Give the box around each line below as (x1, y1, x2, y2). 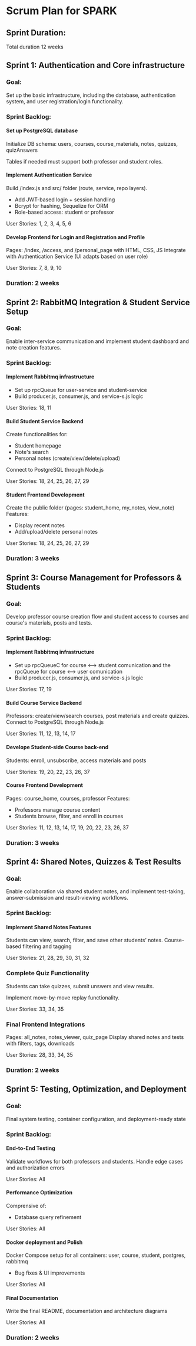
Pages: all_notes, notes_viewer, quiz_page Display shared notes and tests (6, 1034, 184, 1041)
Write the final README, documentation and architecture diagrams (6, 1308, 168, 1315)
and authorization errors (6, 1164, 65, 1171)
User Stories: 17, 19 (6, 686, 52, 693)
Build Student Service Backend (6, 417, 84, 424)
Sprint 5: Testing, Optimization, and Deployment (6, 1084, 187, 1095)
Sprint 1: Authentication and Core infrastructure (6, 60, 185, 70)
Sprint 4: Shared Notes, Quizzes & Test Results (6, 857, 181, 867)
